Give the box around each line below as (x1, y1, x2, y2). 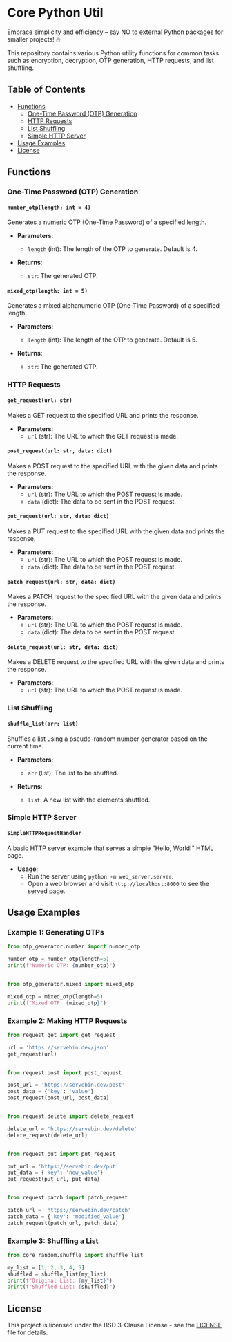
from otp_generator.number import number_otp (7, 943, 140, 950)
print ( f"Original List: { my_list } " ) (7, 1277, 113, 1284)
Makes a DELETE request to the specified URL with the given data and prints (7, 658, 224, 666)
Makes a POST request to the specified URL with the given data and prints (7, 461, 219, 470)
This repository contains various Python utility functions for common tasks (7, 48, 220, 57)
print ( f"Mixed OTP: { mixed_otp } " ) (7, 1000, 107, 1006)
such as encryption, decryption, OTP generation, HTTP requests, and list (7, 56, 214, 64)
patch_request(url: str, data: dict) (7, 578, 116, 585)
